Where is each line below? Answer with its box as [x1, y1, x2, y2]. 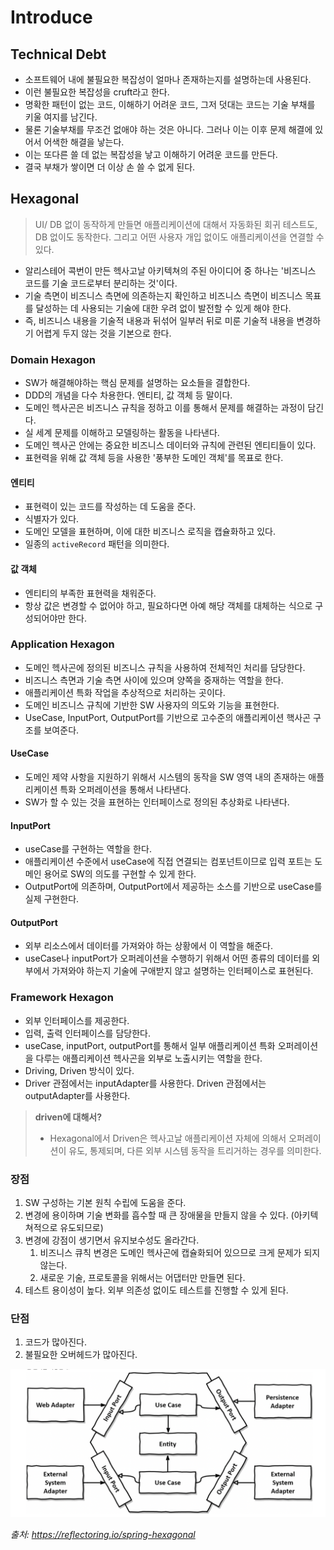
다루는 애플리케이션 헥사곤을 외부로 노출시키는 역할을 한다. [35, 1052, 263, 1064]
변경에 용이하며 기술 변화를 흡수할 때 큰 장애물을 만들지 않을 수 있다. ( [24, 1209, 295, 1221]
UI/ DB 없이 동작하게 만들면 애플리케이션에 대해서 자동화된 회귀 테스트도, [34, 218, 318, 230]
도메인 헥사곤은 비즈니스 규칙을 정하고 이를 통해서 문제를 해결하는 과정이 [24, 402, 306, 414]
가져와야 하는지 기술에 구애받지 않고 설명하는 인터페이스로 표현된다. [51, 965, 314, 977]
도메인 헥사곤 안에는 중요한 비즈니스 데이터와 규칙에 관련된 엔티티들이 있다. [24, 439, 317, 451]
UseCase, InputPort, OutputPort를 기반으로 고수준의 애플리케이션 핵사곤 [24, 711, 312, 723]
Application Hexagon [10, 637, 115, 651]
